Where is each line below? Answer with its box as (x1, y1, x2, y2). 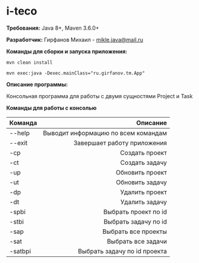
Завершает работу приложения (73, 138, 167, 147)
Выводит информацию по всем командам (42, 128, 167, 137)
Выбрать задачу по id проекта (78, 247, 167, 255)
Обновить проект (115, 168, 167, 176)
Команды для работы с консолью (6, 104, 97, 112)
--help (9, 128, 30, 137)
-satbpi (9, 247, 32, 255)
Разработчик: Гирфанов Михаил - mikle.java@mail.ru (6, 36, 144, 43)
